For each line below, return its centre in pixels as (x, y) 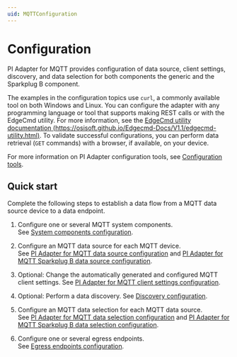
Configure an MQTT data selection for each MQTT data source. (110, 310)
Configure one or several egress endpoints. (81, 339)
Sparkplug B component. (44, 84)
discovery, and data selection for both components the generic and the (111, 76)
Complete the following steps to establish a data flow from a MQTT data (112, 204)
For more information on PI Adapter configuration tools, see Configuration (115, 156)
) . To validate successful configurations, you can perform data (128, 135)
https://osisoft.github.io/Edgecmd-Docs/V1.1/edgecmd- (136, 128)
